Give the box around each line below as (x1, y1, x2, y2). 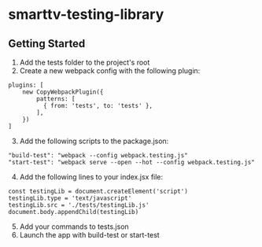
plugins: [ (8, 81, 44, 89)
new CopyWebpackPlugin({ (22, 88, 104, 96)
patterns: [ (36, 95, 76, 103)
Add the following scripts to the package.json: (19, 136, 169, 146)
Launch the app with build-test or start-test (19, 230, 160, 239)
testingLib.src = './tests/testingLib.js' (8, 201, 149, 209)
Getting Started (8, 37, 86, 50)
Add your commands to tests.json (19, 222, 130, 231)
